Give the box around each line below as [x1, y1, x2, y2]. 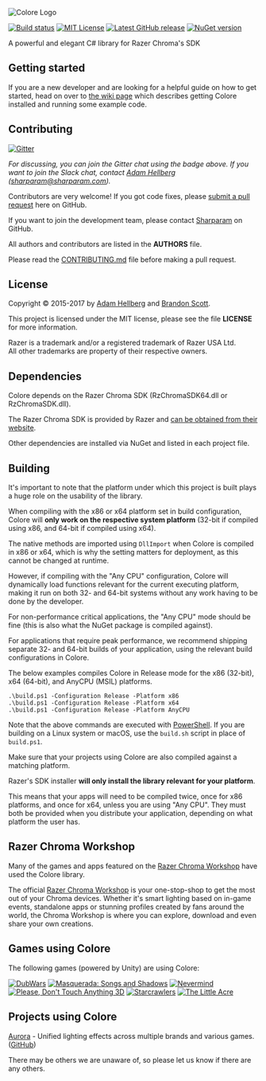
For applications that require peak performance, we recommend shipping [8, 636, 248, 646]
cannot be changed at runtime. [8, 556, 110, 565]
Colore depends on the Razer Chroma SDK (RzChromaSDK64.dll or [8, 391, 228, 400]
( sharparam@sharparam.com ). [8, 176, 111, 185]
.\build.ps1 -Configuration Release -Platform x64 [8, 699, 179, 708]
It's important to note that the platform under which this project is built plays [8, 482, 257, 493]
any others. [8, 1063, 45, 1073]
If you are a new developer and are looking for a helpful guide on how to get [8, 82, 256, 92]
